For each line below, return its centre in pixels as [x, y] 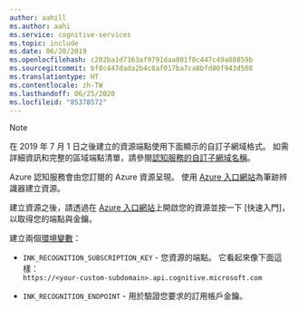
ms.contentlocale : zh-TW [56, 85]
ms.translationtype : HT [54, 77]
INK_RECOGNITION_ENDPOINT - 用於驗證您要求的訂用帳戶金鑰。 [135, 296]
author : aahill [38, 18]
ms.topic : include [44, 43]
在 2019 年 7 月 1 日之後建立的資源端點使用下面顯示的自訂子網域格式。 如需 [149, 147]
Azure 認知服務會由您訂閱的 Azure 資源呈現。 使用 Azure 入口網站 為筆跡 [144, 177]
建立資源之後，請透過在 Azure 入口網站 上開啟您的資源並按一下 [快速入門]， [149, 208]
